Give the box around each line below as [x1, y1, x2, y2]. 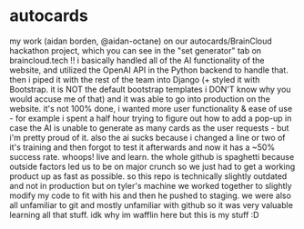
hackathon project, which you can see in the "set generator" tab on [9, 45, 262, 55]
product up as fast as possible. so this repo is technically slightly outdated [9, 170, 288, 182]
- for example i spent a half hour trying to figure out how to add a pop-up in [9, 113, 292, 124]
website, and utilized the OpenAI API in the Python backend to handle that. [9, 65, 289, 75]
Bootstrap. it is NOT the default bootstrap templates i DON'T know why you [9, 84, 291, 95]
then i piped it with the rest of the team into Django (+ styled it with [9, 74, 260, 85]
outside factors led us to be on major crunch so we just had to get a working [9, 161, 296, 172]
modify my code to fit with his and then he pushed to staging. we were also [9, 190, 291, 201]
